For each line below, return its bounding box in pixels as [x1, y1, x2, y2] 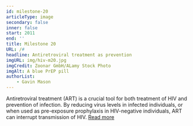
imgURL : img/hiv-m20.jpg [6, 57, 67, 63]
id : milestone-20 [6, 8, 49, 15]
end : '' [6, 36, 25, 41]
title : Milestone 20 [6, 41, 57, 47]
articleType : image [6, 14, 54, 20]
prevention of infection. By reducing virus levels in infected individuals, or [6, 101, 183, 108]
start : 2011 [6, 30, 35, 36]
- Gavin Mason [16, 79, 51, 85]
